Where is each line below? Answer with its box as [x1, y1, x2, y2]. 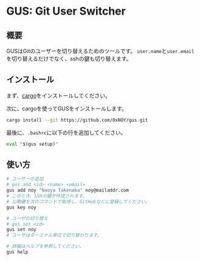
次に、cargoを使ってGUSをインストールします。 [6, 105, 128, 112]
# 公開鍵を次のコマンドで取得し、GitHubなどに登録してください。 [6, 198, 150, 205]
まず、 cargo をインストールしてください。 [6, 91, 111, 99]
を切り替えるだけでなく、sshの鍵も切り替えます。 [6, 55, 132, 62]
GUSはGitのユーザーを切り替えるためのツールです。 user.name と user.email [6, 48, 195, 54]
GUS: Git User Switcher [6, 4, 126, 18]
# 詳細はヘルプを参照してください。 [6, 243, 84, 249]
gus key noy [6, 204, 36, 210]
